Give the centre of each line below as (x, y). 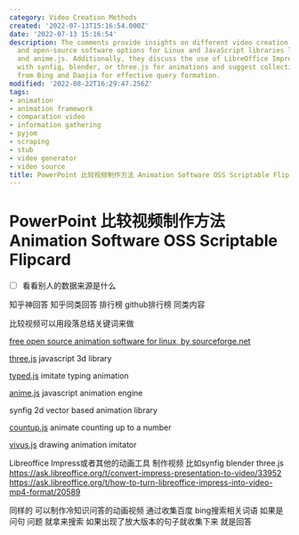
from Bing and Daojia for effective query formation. (119, 76)
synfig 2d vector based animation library (84, 410)
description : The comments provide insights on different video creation (149, 42)
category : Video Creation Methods (73, 17)
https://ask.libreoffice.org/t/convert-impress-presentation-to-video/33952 (145, 474)
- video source (37, 166)
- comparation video (48, 117)
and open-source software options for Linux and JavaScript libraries (151, 51)
